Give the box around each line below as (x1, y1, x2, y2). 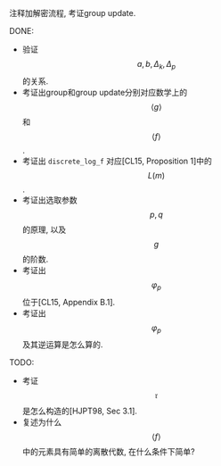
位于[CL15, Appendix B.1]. (21, 296, 116, 307)
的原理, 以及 (21, 224, 67, 235)
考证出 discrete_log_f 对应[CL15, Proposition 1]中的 (21, 155, 212, 166)
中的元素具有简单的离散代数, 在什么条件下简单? (21, 446, 195, 457)
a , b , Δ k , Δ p (136, 59, 176, 71)
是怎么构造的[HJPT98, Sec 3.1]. (21, 405, 138, 417)
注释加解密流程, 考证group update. (9, 8, 136, 18)
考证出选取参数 (21, 195, 78, 205)
